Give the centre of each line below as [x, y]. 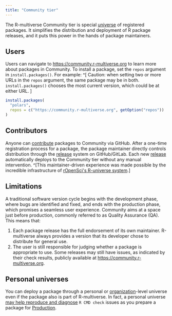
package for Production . [31, 308]
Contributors [26, 131]
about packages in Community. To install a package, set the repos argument [85, 69]
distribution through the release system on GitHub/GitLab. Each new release [86, 154]
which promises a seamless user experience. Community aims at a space [83, 209]
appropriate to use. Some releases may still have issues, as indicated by [89, 252]
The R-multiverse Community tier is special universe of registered [75, 25]
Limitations [24, 187]
